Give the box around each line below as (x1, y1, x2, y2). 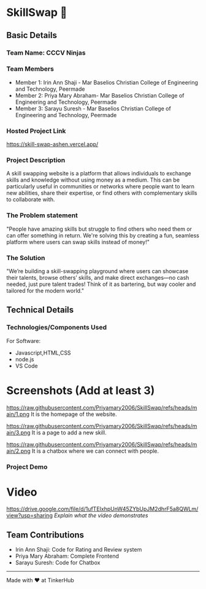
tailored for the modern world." (6, 287, 85, 294)
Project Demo (6, 463, 48, 471)
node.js (15, 355, 35, 363)
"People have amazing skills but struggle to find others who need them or (6, 225, 192, 233)
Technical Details (6, 305, 74, 315)
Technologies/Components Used (6, 323, 107, 332)
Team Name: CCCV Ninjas (6, 48, 86, 57)
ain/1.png (6, 410, 29, 418)
